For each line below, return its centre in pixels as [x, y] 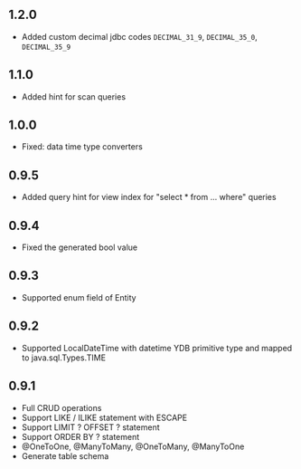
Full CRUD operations [61, 407]
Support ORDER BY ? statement [80, 436]
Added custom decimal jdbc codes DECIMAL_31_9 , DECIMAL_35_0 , [140, 36]
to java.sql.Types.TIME [63, 358]
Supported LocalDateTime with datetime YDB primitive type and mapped [157, 348]
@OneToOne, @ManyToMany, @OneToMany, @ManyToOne [133, 446]
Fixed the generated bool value [80, 247]
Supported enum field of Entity [79, 297]
